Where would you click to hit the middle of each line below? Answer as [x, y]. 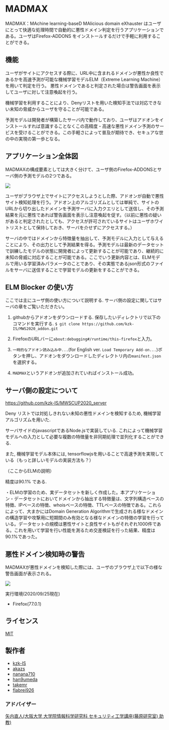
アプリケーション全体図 [42, 156]
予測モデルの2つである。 [48, 175]
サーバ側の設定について [42, 391]
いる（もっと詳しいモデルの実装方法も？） [49, 460]
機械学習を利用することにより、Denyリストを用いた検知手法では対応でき [81, 103]
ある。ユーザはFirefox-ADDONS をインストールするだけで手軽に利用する [81, 36]
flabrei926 [23, 690]
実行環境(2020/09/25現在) [33, 594]
